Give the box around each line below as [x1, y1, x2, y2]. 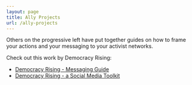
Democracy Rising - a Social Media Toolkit [14, 72, 120, 80]
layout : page [6, 8, 39, 15]
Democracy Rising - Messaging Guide [14, 66, 110, 73]
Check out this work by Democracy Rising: [6, 54, 112, 62]
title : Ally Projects [6, 14, 61, 20]
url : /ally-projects [6, 20, 58, 26]
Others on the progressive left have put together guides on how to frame [6, 37, 187, 44]
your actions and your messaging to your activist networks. [6, 42, 153, 50]
